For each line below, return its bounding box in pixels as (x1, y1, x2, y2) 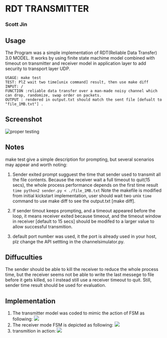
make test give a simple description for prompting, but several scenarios (5, 156, 154, 162)
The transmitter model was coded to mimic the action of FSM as (12, 310, 145, 316)
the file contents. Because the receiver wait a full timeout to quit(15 (12, 176, 150, 183)
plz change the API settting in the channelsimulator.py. (12, 238, 125, 244)
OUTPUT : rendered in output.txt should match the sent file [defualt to (5, 97, 162, 102)
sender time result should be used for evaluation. (5, 282, 106, 288)
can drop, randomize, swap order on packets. (5, 93, 101, 98)
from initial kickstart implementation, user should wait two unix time (12, 192, 152, 198)
